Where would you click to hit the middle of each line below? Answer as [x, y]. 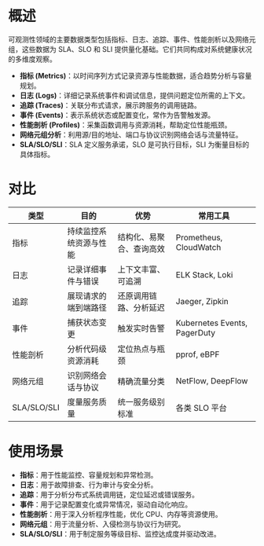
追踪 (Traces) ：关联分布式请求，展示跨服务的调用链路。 [110, 105]
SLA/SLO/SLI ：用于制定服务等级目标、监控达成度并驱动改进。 [120, 533]
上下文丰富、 [141, 269]
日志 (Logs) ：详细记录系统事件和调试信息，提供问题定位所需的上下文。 [134, 95]
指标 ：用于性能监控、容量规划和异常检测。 [88, 475]
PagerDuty [196, 332]
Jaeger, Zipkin [202, 301]
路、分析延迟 [141, 307]
